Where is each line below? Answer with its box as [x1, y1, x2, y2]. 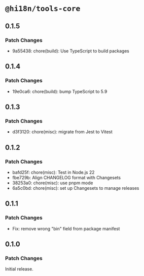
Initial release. [5, 266, 34, 272]
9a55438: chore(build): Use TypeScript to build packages [12, 48, 130, 54]
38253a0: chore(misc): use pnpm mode [12, 180, 93, 186]
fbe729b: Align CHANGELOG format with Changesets [12, 174, 121, 180]
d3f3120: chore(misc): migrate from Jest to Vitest [12, 129, 113, 135]
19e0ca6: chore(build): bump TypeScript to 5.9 [12, 88, 108, 94]
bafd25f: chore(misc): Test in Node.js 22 [12, 169, 95, 175]
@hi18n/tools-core [5, 4, 80, 13]
